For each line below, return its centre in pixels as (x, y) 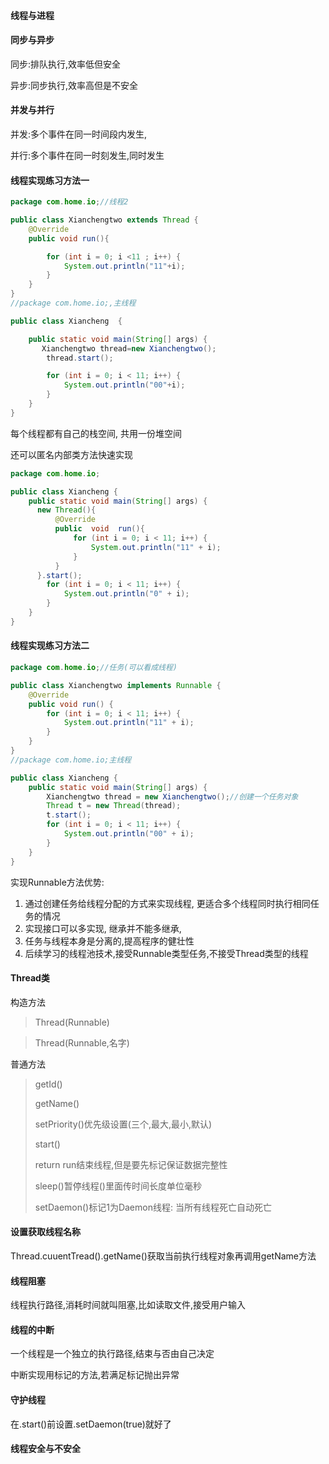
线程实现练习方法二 (50, 646)
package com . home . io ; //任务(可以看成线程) (94, 668)
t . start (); (69, 815)
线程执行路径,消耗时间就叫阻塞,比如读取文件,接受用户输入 (128, 1305)
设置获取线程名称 (45, 1232)
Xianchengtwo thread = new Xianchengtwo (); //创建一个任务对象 (172, 796)
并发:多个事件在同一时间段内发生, (79, 134)
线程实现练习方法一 (50, 180)
